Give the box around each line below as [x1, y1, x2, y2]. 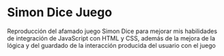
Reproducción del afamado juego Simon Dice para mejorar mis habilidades [7, 27, 217, 35]
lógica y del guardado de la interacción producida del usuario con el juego [7, 41, 216, 49]
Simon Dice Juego [7, 5, 113, 20]
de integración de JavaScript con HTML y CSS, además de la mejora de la [7, 34, 216, 42]
